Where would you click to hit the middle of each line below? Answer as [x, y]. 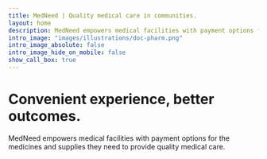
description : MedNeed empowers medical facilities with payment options [131, 30]
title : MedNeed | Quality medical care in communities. [103, 16]
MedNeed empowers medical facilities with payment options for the [119, 138]
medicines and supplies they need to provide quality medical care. [117, 146]
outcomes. [44, 116]
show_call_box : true [43, 60]
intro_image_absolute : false [56, 45]
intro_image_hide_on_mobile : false [67, 52]
